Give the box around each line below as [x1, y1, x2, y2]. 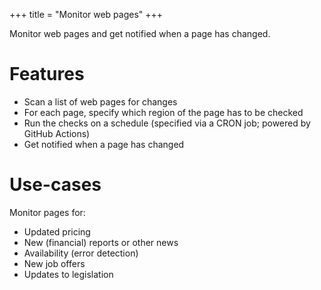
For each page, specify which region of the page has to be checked [23, 106, 304, 118]
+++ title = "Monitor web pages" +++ [9, 9, 164, 20]
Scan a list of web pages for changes [23, 95, 178, 108]
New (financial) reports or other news [23, 236, 179, 248]
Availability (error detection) [23, 247, 139, 259]
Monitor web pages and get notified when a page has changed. [9, 28, 271, 39]
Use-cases [9, 174, 102, 196]
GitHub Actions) [23, 127, 91, 139]
